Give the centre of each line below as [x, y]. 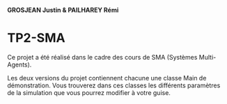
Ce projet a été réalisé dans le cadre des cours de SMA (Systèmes [102, 57]
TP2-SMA [36, 38]
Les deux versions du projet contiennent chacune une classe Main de [107, 78]
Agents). [19, 64]
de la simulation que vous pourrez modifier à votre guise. [89, 92]
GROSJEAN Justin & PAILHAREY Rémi [63, 10]
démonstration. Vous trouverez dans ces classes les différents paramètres [114, 85]
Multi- [208, 57]
